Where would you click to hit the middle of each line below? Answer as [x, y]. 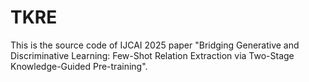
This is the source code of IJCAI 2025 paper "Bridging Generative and [155, 45]
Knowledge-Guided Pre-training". [79, 66]
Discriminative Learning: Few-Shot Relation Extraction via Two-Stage [152, 55]
